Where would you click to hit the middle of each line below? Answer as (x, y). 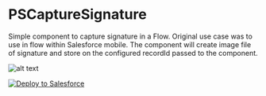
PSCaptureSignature (77, 15)
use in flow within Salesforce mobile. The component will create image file (130, 44)
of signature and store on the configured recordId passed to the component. (133, 53)
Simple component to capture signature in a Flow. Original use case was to (130, 36)
